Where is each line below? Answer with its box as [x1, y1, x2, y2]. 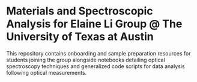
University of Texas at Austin [6, 30, 154, 43]
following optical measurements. [6, 69, 87, 76]
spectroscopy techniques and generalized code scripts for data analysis [6, 62, 185, 70]
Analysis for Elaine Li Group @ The [6, 17, 183, 31]
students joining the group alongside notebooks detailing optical [6, 56, 165, 63]
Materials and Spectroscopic [6, 4, 153, 18]
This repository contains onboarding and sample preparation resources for [6, 49, 191, 57]
